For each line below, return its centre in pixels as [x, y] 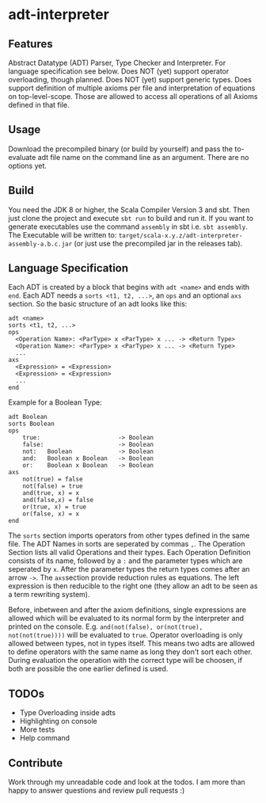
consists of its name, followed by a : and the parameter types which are [125, 561]
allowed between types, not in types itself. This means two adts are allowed [131, 644]
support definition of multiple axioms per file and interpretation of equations [132, 88]
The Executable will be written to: [63, 234]
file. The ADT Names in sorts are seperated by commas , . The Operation [127, 544]
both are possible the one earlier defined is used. [88, 669]
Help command [44, 738]
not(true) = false [53, 480]
